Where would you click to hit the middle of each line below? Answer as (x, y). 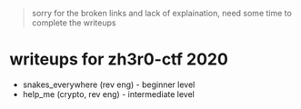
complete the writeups (74, 23)
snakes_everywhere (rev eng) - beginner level (109, 84)
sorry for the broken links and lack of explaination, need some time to (162, 13)
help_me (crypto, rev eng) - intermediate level (109, 94)
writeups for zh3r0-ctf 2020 (119, 59)
